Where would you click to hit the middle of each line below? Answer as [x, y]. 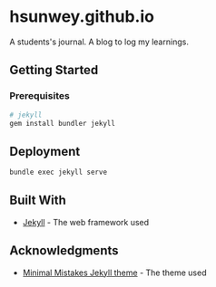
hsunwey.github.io [82, 17]
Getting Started [54, 70]
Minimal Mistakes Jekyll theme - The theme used [114, 273]
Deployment [45, 151]
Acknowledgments [64, 251]
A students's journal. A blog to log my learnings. [99, 42]
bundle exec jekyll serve [58, 172]
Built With [38, 201]
